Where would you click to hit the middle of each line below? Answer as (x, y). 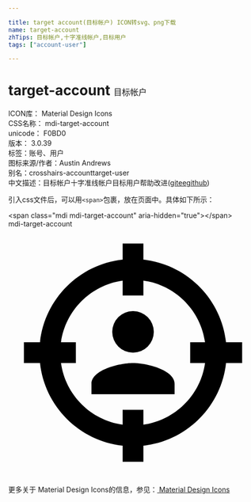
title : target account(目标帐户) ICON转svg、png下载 (92, 22)
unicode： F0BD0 (37, 133)
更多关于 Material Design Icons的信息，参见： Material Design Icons (119, 490)
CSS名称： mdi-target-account (59, 124)
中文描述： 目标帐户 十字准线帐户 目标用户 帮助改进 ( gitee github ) (109, 183)
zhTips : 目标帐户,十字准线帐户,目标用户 (67, 37)
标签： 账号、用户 (36, 153)
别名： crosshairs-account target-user (69, 173)
